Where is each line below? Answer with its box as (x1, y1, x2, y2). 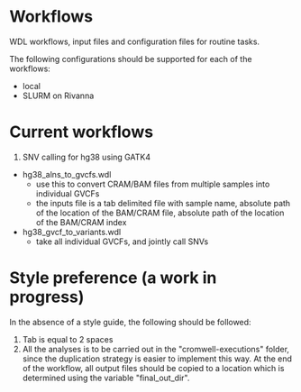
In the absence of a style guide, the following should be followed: (9, 316, 251, 327)
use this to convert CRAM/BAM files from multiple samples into (35, 178, 270, 189)
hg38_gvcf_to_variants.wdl (22, 226, 122, 237)
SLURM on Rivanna (22, 90, 95, 101)
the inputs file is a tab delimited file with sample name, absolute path (35, 197, 291, 208)
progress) (9, 287, 85, 307)
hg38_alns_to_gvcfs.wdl (22, 169, 112, 179)
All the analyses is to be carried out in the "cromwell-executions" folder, (22, 343, 290, 354)
